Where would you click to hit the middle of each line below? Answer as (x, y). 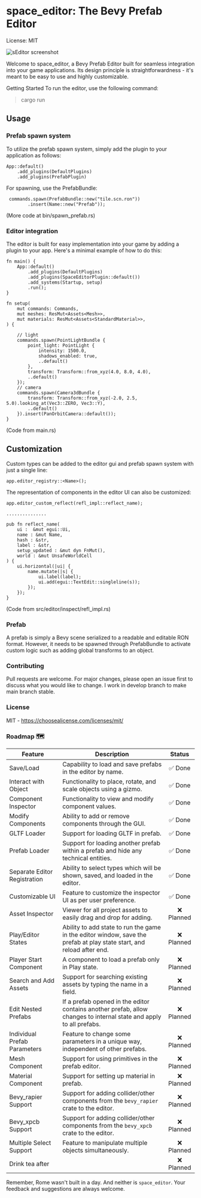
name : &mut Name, (40, 535)
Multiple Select (30, 1143)
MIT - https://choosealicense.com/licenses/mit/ (65, 720)
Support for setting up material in (109, 1075)
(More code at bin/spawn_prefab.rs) (51, 215)
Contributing (25, 666)
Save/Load (25, 768)
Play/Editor (25, 934)
